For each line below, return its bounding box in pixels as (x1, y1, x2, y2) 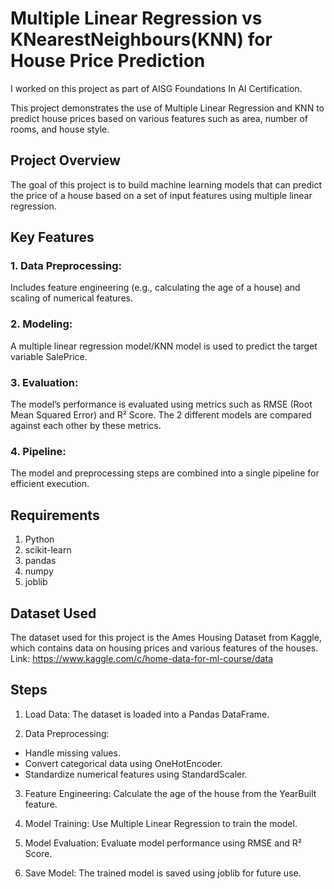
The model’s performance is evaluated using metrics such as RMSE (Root (10, 398, 313, 411)
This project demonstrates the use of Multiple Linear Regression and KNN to (10, 102, 325, 114)
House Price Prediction (10, 50, 206, 72)
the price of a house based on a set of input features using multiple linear (10, 189, 313, 201)
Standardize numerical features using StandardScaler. (24, 768, 248, 780)
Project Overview (10, 152, 121, 169)
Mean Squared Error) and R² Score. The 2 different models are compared (10, 409, 312, 421)
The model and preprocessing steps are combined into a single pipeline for (10, 467, 320, 479)
